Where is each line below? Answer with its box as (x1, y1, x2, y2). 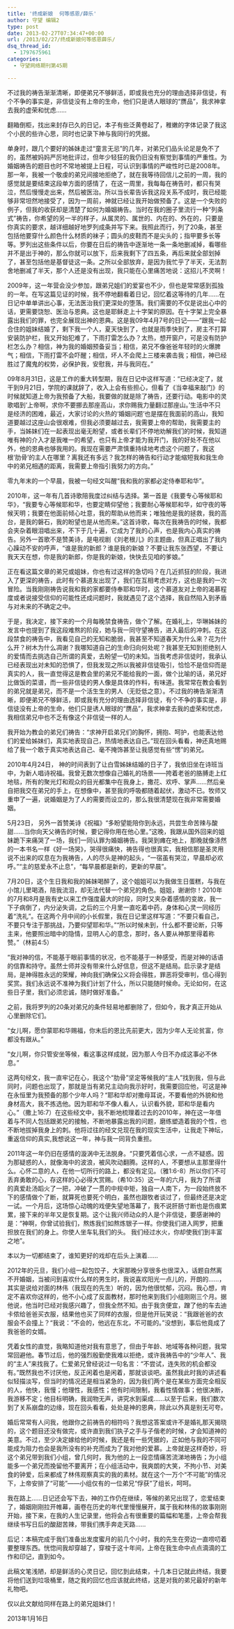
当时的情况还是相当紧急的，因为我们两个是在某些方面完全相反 (49, 1376, 227, 1385)
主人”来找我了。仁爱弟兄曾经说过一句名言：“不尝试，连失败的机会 (16, 1359, 205, 1368)
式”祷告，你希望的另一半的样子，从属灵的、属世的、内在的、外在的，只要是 (7, 214, 224, 222)
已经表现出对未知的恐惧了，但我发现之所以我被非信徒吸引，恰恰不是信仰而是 (7, 660, 227, 669)
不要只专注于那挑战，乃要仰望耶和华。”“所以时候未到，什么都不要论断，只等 (7, 921, 224, 929)
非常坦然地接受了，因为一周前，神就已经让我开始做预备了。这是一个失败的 (13, 196, 227, 204)
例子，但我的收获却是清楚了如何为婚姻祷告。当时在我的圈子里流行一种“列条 (7, 205, 224, 214)
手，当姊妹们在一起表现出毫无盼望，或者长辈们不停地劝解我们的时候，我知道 (7, 426, 227, 435)
